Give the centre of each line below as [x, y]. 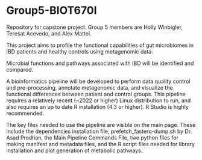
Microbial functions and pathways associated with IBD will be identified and [100, 63]
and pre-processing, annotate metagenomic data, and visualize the [90, 87]
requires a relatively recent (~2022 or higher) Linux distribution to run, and [99, 100]
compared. [20, 69]
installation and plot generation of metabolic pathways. [74, 150]
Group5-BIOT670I [52, 11]
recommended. [25, 113]
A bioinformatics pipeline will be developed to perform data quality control [98, 81]
